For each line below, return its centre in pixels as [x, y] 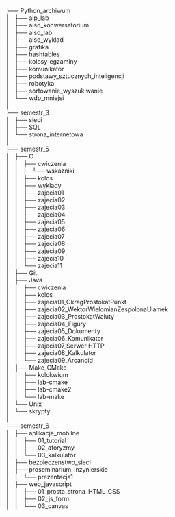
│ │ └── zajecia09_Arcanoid [49, 360]
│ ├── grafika [27, 47]
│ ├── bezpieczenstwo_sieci [48, 462]
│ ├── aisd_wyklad [35, 40]
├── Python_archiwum [38, 11]
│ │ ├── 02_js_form [38, 498]
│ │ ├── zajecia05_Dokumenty [53, 331]
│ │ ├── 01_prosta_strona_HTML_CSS [63, 491]
